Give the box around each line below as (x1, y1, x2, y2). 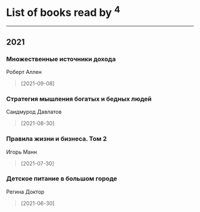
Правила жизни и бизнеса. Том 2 (6, 135, 107, 143)
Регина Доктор (6, 188, 45, 195)
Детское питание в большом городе (6, 174, 117, 183)
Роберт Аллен (6, 68, 42, 75)
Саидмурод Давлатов (6, 108, 62, 116)
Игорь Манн (6, 148, 37, 155)
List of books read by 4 (6, 4, 121, 20)
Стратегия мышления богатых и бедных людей (6, 95, 152, 103)
